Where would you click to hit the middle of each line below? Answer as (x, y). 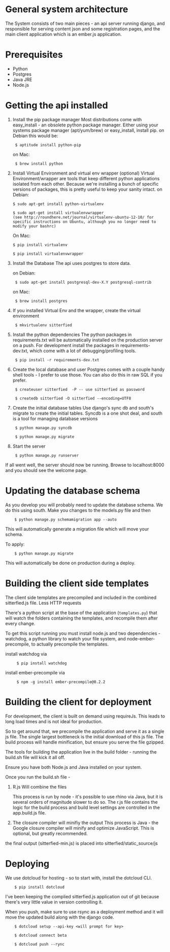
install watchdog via (26, 654)
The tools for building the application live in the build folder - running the (81, 752)
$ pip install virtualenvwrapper (48, 254)
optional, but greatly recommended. (50, 833)
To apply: (15, 544)
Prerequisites (34, 55)
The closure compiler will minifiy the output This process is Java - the (86, 823)
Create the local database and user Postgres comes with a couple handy (89, 369)
